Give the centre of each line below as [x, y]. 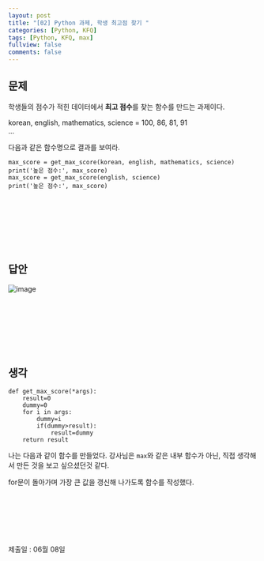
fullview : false [35, 45]
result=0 [37, 399]
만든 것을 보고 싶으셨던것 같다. [63, 465]
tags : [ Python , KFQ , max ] [51, 38]
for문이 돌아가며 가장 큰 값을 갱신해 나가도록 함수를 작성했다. [101, 482]
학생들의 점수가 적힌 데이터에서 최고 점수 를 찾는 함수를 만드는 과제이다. [117, 107]
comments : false [35, 52]
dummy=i [49, 420]
